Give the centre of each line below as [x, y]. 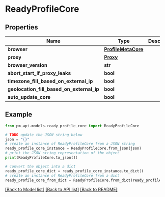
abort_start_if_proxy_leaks [39, 73]
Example [19, 115]
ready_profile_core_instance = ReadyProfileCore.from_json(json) [73, 148]
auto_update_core [29, 97]
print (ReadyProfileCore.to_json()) [41, 158]
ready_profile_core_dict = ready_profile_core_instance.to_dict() [74, 171]
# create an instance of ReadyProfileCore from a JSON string [70, 144]
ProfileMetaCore [124, 49]
